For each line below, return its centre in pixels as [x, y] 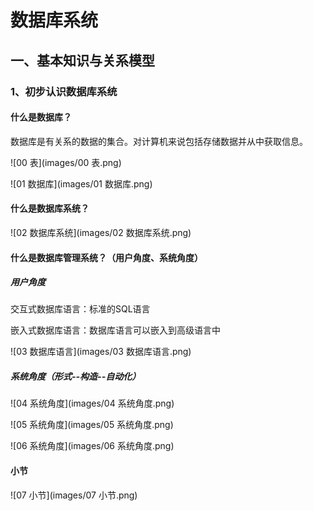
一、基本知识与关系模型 [82, 60]
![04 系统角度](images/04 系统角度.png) [92, 403]
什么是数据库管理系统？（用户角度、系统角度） [106, 257]
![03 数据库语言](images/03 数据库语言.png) [101, 352]
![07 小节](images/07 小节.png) [74, 495]
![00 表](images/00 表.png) [66, 162]
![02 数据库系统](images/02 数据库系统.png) [101, 232]
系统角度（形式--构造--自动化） [76, 377]
